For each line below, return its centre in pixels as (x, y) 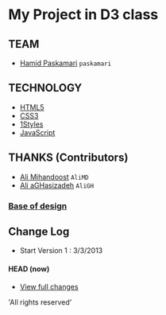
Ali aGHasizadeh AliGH (56, 185)
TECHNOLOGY (45, 88)
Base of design (38, 206)
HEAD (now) (29, 269)
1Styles (31, 124)
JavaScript (37, 132)
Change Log (39, 231)
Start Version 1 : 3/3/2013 (61, 251)
